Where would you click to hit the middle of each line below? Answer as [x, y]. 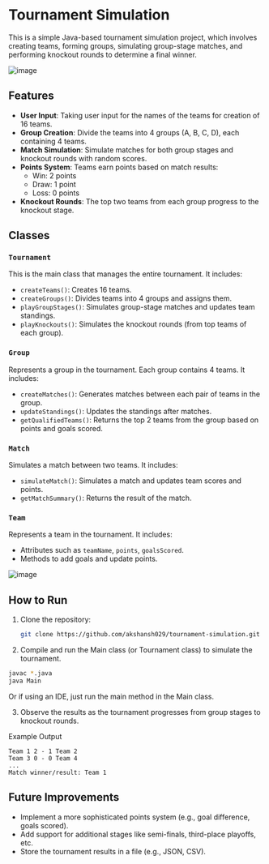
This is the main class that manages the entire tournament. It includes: [126, 274]
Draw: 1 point [54, 184]
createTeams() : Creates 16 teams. [76, 290]
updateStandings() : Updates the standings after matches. [116, 411]
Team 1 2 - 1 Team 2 [43, 751]
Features [31, 96]
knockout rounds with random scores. [83, 158]
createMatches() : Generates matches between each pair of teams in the [140, 394]
